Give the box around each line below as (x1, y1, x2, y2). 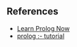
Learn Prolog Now (16, 24, 70, 32)
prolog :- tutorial (16, 32, 65, 40)
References (6, 6, 59, 18)
